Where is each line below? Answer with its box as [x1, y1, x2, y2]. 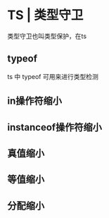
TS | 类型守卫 [7, 7, 84, 23]
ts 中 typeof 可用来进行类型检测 [7, 72, 98, 80]
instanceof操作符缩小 [7, 121, 102, 133]
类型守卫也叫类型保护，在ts [7, 32, 86, 40]
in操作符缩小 [7, 95, 62, 107]
